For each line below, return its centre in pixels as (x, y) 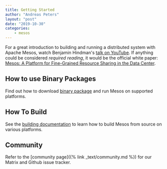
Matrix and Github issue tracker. (38, 162)
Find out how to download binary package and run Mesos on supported (79, 91)
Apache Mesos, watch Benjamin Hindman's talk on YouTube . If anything (79, 52)
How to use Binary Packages (50, 79)
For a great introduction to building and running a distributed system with (80, 47)
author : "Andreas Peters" (32, 14)
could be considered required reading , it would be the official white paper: (82, 58)
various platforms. (24, 129)
